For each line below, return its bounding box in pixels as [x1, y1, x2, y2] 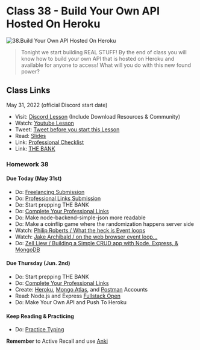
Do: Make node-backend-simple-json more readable [14, 214, 146, 221]
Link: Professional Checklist [14, 139, 84, 146]
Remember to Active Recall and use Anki [6, 337, 108, 345]
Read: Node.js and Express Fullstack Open [14, 292, 121, 299]
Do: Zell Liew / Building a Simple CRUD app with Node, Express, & [14, 239, 179, 246]
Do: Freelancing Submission [14, 188, 85, 195]
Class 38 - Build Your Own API [6, 4, 160, 18]
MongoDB [14, 246, 40, 253]
